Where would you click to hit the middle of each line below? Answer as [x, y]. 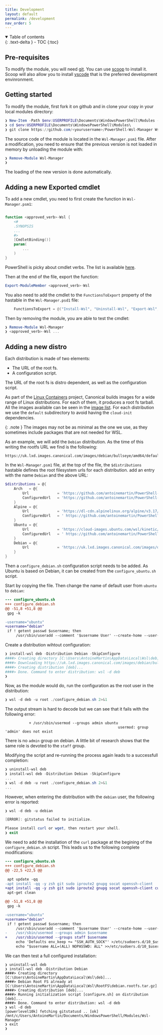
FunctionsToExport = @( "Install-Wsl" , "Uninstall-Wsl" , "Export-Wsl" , [87, 309]
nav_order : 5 [18, 23]
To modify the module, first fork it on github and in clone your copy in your [79, 106]
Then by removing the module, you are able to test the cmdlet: [67, 318]
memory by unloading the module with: [44, 149]
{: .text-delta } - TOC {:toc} [32, 42]
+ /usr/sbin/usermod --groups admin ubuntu [73, 723]
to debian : [15, 591]
